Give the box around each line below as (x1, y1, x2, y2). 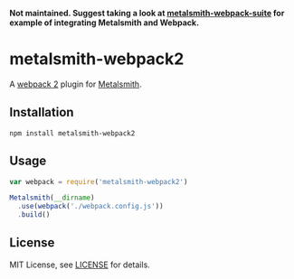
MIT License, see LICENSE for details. (9, 259, 151, 270)
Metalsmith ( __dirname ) (9, 193, 95, 202)
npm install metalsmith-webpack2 (9, 128, 136, 138)
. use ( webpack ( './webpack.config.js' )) (17, 202, 165, 211)
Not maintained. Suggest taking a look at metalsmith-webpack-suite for (9, 8, 285, 18)
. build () (17, 210, 51, 219)
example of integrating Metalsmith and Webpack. (9, 17, 200, 28)
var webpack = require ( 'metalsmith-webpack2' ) (9, 177, 188, 186)
